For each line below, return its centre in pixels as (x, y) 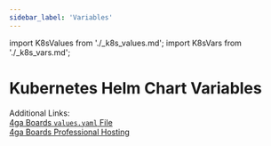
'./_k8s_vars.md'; (40, 52)
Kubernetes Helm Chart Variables (135, 88)
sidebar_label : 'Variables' (61, 17)
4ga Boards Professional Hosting (70, 132)
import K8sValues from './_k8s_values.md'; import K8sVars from (126, 43)
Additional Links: (40, 113)
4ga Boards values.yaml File (61, 122)
